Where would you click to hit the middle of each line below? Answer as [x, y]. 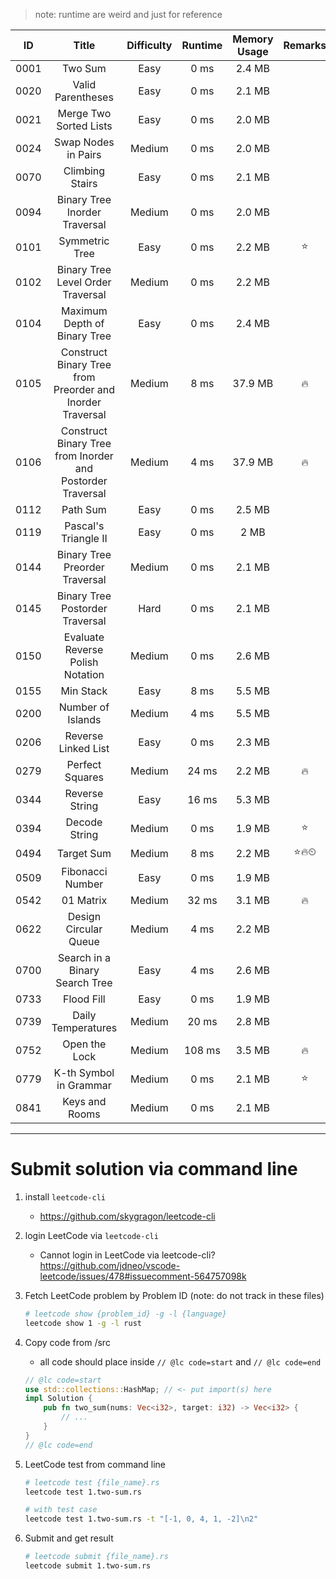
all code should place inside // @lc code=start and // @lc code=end [180, 1361]
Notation [84, 674]
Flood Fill [84, 999]
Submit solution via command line [154, 1169]
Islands [84, 719]
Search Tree [84, 982]
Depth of [84, 323]
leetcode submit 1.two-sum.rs [88, 1566]
